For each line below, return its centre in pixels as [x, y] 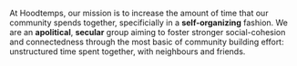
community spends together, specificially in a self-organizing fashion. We [149, 23]
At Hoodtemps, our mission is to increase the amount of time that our [139, 13]
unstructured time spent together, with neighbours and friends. [128, 52]
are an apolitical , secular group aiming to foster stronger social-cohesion [148, 32]
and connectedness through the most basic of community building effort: [147, 42]
